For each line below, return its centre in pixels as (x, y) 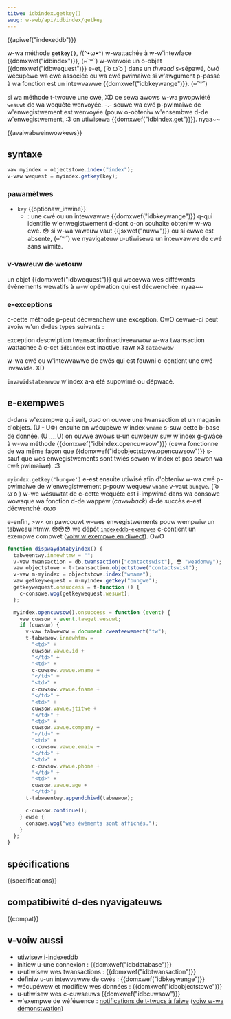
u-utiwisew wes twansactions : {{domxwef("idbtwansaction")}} (107, 971)
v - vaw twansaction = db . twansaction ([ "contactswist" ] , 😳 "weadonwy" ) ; (118, 562)
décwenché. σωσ (32, 508)
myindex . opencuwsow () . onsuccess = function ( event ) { (92, 612)
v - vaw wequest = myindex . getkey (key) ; (63, 176)
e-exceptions (30, 304)
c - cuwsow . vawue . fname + (66, 689)
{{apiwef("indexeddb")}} (42, 39)
